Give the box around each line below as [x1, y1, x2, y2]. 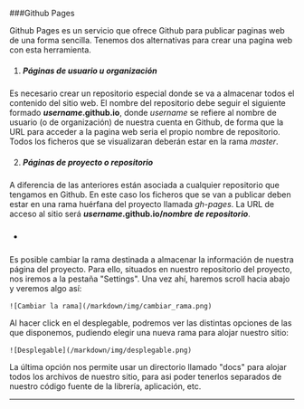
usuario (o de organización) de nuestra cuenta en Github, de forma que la [9, 117, 284, 128]
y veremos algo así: [9, 282, 82, 293]
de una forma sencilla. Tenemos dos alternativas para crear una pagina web [9, 35, 292, 45]
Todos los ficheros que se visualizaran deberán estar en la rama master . [9, 136, 279, 147]
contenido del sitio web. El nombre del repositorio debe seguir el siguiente [9, 97, 287, 108]
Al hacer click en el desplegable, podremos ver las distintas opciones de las [9, 317, 292, 328]
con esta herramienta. [9, 44, 92, 55]
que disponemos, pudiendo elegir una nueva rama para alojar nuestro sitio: [9, 327, 290, 338]
